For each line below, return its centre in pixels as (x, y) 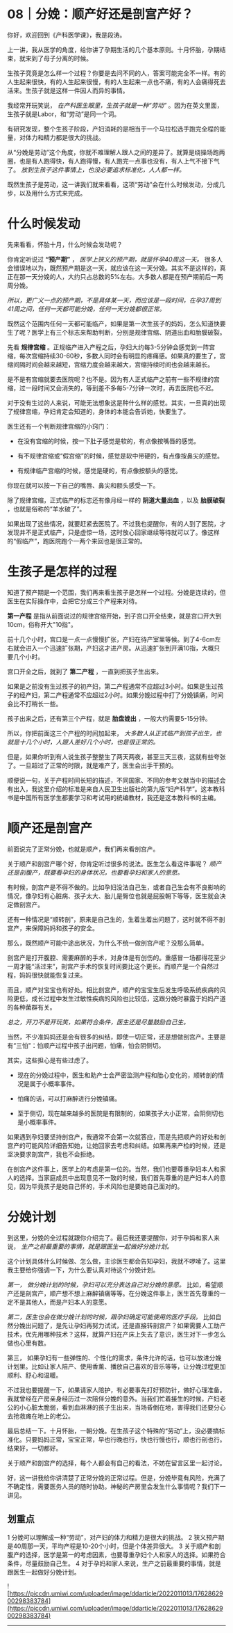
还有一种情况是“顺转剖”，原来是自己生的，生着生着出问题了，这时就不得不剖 (116, 919)
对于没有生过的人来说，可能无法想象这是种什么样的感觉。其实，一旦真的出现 (116, 403)
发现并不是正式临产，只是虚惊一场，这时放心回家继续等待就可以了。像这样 (113, 532)
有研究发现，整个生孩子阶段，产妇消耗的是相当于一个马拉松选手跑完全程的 (113, 129)
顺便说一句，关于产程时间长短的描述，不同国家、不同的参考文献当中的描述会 (116, 780)
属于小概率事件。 (54, 1083)
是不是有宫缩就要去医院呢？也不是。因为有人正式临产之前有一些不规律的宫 (113, 379)
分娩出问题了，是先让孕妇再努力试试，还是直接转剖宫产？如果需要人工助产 (119, 1325)
